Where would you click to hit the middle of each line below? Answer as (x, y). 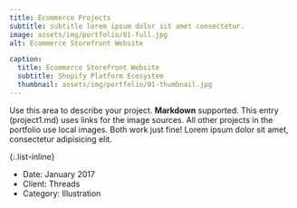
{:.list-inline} (32, 156)
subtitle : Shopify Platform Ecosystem (91, 76)
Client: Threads (51, 184)
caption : (26, 60)
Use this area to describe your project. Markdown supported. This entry (144, 110)
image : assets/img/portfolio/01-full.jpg (89, 34)
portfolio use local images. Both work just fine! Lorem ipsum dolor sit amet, (149, 129)
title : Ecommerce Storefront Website (89, 68)
